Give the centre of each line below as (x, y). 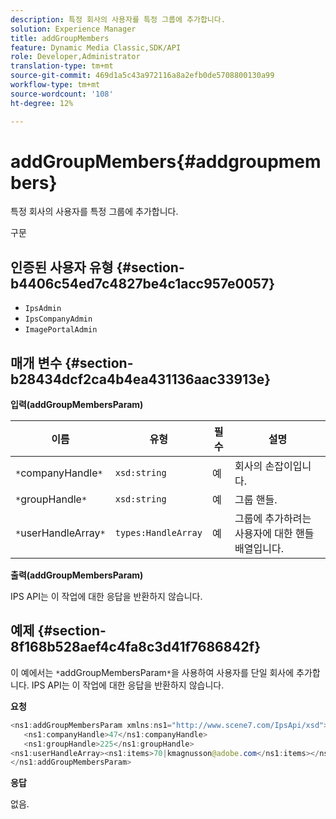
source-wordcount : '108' (62, 94)
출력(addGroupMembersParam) (77, 575)
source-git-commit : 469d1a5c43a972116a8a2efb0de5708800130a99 (142, 76)
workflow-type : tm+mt (55, 85)
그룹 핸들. (256, 500)
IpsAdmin (43, 309)
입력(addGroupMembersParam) (77, 405)
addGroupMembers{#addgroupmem (166, 161)
